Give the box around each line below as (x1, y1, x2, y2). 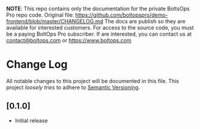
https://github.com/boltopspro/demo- (75, 11, 168, 19)
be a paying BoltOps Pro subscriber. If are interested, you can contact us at (6, 30, 192, 38)
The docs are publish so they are (104, 18, 186, 24)
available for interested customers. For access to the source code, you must (6, 24, 194, 31)
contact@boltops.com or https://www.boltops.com (6, 37, 132, 44)
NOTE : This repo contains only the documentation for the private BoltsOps (6, 5, 190, 12)
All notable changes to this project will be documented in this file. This (6, 77, 180, 84)
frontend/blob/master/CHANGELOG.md (6, 18, 104, 24)
